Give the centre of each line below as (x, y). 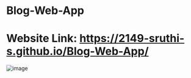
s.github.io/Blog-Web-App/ (77, 51)
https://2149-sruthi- (132, 39)
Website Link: (42, 39)
